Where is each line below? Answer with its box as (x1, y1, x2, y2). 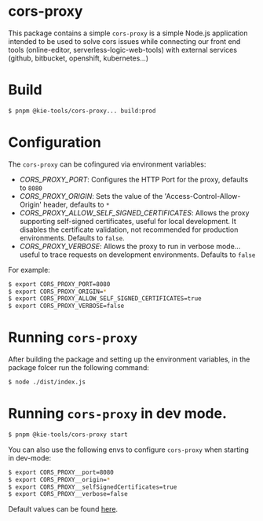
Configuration (8, 133, 102, 151)
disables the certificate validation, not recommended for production (19, 225, 239, 234)
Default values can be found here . (8, 504, 119, 514)
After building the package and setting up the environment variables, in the (8, 354, 250, 364)
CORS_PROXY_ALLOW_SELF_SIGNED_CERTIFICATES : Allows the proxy (19, 207, 250, 218)
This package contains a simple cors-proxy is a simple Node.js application (8, 28, 248, 38)
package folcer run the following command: (8, 363, 149, 372)
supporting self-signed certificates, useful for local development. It (19, 216, 237, 226)
